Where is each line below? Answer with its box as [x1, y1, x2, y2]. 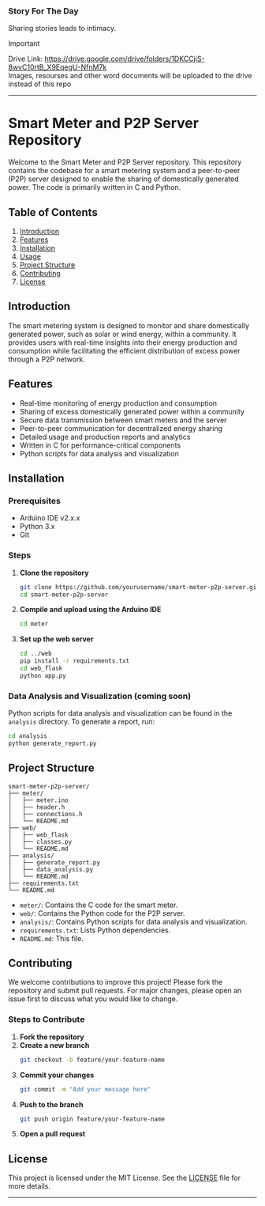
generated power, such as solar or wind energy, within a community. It [8, 329, 237, 338]
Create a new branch [19, 1040, 90, 1049]
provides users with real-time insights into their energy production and [8, 338, 237, 347]
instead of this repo [8, 79, 72, 89]
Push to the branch [19, 1099, 84, 1109]
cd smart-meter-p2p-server [19, 591, 109, 599]
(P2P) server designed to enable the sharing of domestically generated [8, 174, 239, 183]
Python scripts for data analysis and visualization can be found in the [8, 709, 233, 718]
